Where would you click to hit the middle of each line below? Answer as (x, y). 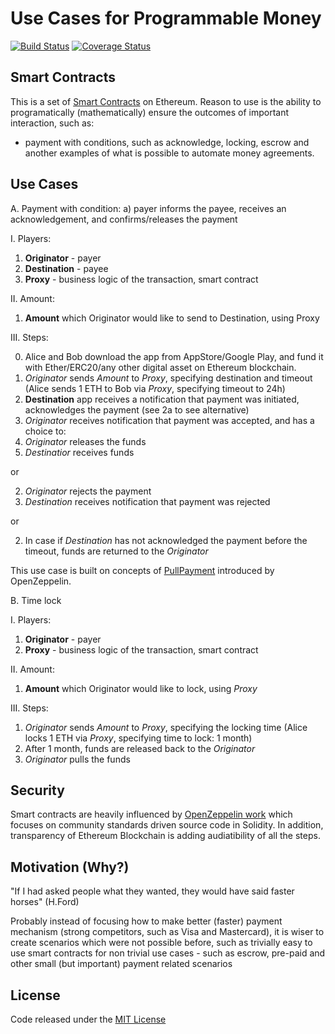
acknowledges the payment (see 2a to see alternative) (137, 409)
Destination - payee (66, 268)
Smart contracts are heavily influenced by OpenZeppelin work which (151, 814)
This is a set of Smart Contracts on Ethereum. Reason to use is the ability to (166, 101)
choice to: (45, 431)
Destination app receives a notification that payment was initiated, (162, 399)
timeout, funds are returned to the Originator (116, 551)
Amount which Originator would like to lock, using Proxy (141, 688)
